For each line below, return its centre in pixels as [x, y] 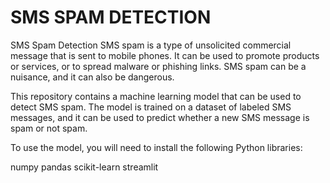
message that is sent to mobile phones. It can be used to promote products [165, 55]
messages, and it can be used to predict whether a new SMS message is [160, 117]
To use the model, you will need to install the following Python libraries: [156, 147]
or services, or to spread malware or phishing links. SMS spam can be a [158, 66]
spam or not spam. [49, 128]
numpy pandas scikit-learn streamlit [84, 167]
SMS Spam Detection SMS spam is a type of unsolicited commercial [151, 45]
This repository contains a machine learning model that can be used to [156, 96]
